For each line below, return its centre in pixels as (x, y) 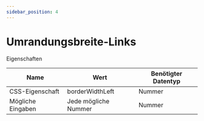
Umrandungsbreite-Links (71, 41)
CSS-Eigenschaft (34, 91)
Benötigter (167, 73)
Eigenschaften (24, 59)
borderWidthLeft (90, 91)
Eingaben (23, 108)
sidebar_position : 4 (32, 12)
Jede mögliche (88, 101)
